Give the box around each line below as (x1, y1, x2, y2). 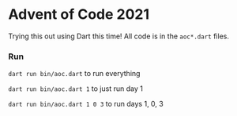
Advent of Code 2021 (8, 5, 150, 24)
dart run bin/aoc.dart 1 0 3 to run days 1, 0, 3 (8, 100, 164, 109)
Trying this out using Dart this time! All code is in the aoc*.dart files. (8, 31, 229, 41)
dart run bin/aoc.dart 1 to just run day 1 (8, 84, 144, 93)
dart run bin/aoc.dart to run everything (8, 69, 141, 78)
